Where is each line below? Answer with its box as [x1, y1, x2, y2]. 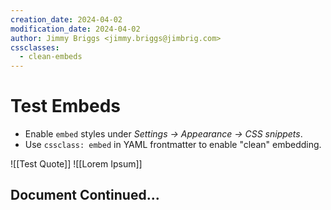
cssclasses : [10, 42, 60, 53]
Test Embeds [10, 95, 121, 118]
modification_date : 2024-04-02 [10, 24, 141, 34]
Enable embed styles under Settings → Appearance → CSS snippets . [24, 128, 303, 140]
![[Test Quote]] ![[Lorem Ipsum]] [10, 158, 143, 170]
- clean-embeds [19, 52, 83, 62]
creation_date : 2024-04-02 [10, 14, 123, 25]
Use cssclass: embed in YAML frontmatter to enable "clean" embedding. [24, 139, 322, 151]
